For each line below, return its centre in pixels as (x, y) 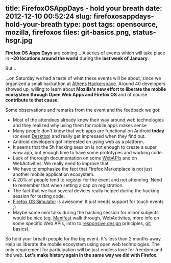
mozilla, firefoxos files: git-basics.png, (68, 33)
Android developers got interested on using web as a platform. (78, 141)
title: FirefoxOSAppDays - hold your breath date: (84, 8)
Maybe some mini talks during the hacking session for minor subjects (86, 212)
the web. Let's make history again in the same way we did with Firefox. (82, 255)
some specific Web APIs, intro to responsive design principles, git (82, 223)
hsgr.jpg (19, 41)
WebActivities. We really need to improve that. (61, 163)
